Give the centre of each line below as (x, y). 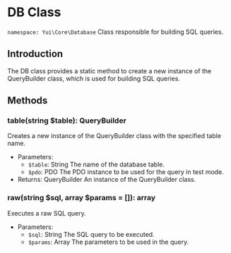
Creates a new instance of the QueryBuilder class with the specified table (114, 136)
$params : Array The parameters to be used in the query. (108, 242)
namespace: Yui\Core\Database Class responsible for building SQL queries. (115, 32)
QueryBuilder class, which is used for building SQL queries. (94, 78)
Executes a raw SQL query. (47, 213)
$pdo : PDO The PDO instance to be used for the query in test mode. (126, 172)
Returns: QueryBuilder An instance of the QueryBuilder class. (107, 180)
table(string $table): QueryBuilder (67, 121)
